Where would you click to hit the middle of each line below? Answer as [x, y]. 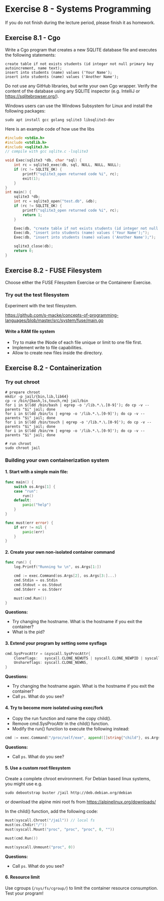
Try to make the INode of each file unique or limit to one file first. [77, 342]
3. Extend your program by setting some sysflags [56, 643]
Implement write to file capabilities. [47, 348]
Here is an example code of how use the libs [50, 129]
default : [23, 500]
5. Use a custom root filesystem [38, 768]
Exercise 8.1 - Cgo [33, 38]
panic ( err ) [34, 532]
